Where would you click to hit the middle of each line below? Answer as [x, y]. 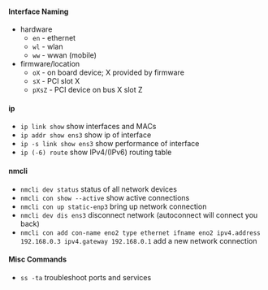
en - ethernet [54, 38]
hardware [36, 29]
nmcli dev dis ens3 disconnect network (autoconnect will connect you [139, 214]
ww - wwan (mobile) [65, 55]
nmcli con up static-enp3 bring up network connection [113, 206]
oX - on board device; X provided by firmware [108, 72]
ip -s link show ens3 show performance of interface [110, 144]
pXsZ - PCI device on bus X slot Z [87, 90]
